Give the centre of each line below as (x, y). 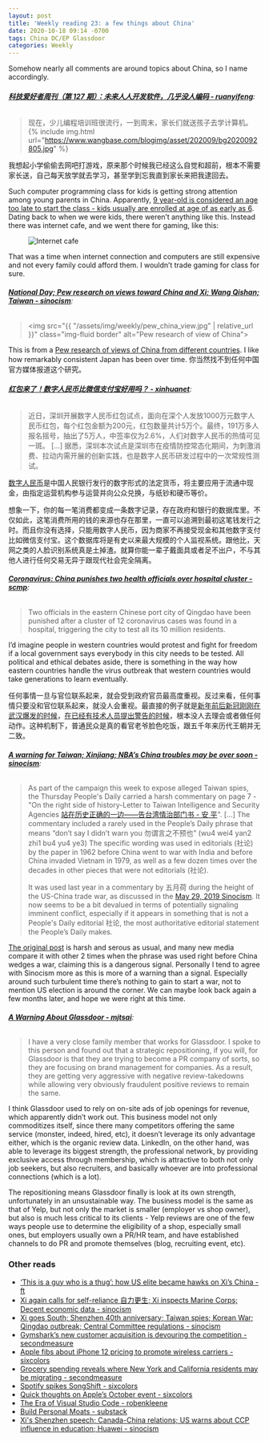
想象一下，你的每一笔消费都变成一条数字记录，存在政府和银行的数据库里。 (131, 510)
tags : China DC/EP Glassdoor (57, 38)
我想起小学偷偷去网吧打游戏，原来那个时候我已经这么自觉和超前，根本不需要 (134, 165)
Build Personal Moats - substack (74, 1411)
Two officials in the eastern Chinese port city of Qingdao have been (139, 612)
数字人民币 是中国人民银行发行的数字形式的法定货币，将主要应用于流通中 (127, 482)
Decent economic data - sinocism (76, 1309)
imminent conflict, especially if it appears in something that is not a (138, 914)
